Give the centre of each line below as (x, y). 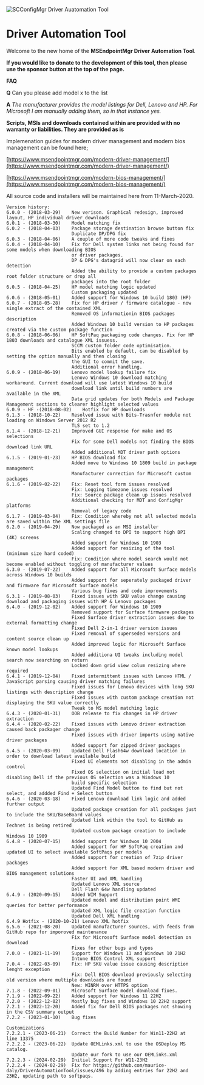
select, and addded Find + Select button (59, 793)
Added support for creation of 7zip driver (127, 857)
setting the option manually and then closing (66, 356)
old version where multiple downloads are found (69, 980)
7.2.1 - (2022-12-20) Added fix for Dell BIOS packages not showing (99, 1006)
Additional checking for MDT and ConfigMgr (127, 500)
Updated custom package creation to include (129, 831)
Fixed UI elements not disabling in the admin (131, 762)
